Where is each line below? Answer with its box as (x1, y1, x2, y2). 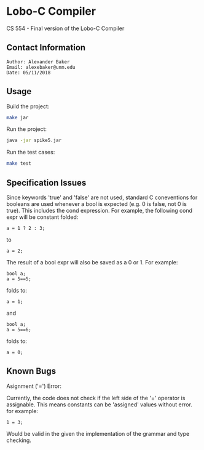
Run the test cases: (6, 149, 55, 156)
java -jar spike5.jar (6, 137, 62, 144)
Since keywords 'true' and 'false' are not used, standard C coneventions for (6, 194, 198, 201)
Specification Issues (6, 177, 87, 188)
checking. (6, 436, 32, 444)
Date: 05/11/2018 (6, 69, 51, 76)
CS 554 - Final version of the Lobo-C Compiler (6, 25, 125, 32)
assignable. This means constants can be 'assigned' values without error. (6, 401, 192, 408)
